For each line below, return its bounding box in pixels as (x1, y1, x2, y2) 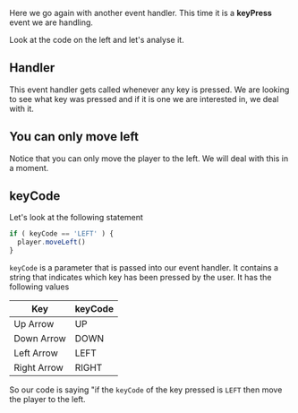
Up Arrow (13, 318, 55, 331)
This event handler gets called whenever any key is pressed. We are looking (9, 84, 290, 95)
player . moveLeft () (17, 237, 87, 247)
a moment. (9, 162, 49, 173)
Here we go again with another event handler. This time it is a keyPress (9, 8, 273, 18)
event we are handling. (9, 17, 94, 28)
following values (9, 281, 70, 292)
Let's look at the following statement (9, 212, 143, 223)
